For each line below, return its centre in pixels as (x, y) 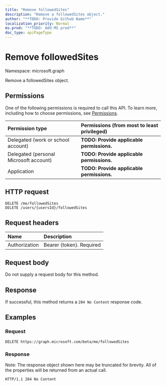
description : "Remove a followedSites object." (55, 14)
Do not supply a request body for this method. (52, 274)
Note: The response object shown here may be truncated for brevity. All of (81, 365)
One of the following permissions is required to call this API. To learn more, (81, 108)
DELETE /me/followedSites (32, 203)
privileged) (94, 131)
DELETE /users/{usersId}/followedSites (46, 208)
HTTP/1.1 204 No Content (31, 379)
